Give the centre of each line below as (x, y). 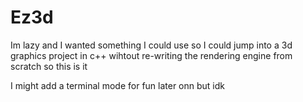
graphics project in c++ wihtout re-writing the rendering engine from (151, 55)
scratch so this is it (49, 66)
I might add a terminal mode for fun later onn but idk (118, 85)
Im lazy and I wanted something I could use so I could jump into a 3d (151, 45)
